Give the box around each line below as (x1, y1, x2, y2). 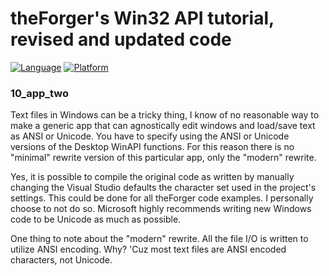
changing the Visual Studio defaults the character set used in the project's (10, 182, 317, 194)
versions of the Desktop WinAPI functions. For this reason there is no (10, 141, 295, 153)
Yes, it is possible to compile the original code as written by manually (10, 171, 295, 183)
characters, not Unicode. (10, 254, 113, 266)
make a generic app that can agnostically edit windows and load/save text (10, 120, 316, 132)
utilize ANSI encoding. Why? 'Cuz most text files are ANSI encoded (10, 243, 287, 256)
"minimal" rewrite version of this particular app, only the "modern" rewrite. (10, 152, 317, 164)
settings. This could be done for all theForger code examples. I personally (10, 192, 314, 204)
